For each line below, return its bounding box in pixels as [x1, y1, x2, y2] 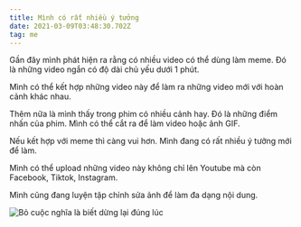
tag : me [9, 30, 39, 39]
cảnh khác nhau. [9, 91, 71, 102]
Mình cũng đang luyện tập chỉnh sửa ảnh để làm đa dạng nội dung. [9, 190, 259, 201]
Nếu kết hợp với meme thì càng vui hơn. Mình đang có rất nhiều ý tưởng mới [9, 136, 292, 147]
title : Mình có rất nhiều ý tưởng [9, 13, 140, 23]
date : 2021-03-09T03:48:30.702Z [9, 22, 131, 31]
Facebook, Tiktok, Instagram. [9, 172, 118, 183]
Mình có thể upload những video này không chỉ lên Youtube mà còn [9, 163, 261, 174]
